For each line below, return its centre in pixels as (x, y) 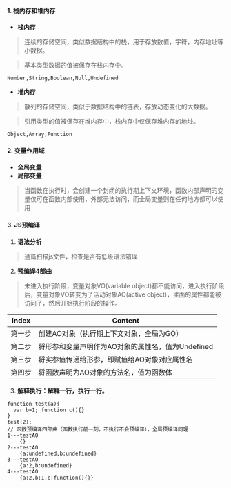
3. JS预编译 (23, 225)
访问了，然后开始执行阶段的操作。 (72, 303)
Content (126, 320)
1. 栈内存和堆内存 (31, 10)
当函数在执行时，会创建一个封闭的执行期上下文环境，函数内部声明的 (121, 191)
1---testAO (23, 435)
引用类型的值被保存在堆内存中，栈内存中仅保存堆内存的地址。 (112, 122)
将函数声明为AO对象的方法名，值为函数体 (105, 372)
